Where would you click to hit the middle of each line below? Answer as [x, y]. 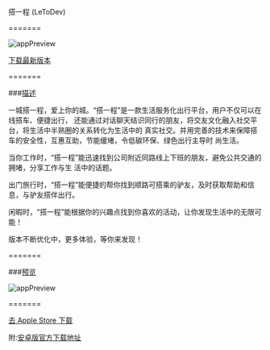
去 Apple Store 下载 [41, 320]
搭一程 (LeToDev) [37, 12]
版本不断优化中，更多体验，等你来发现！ [75, 239]
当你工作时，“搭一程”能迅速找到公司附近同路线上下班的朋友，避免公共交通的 [135, 157]
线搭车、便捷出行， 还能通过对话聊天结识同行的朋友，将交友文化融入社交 [129, 120]
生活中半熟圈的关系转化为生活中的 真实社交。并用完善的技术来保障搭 [143, 130]
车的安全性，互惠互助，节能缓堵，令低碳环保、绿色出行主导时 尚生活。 [126, 140]
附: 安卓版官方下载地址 [45, 337]
